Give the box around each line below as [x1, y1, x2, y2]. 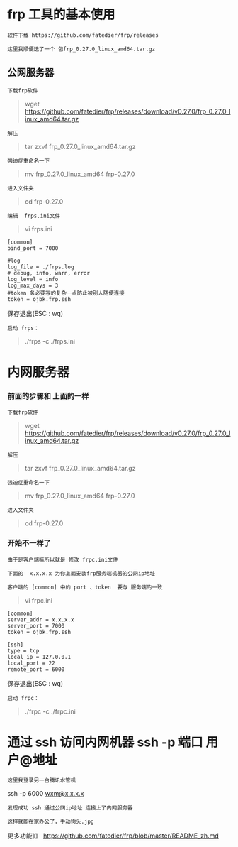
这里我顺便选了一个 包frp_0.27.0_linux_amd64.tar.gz [7, 45, 156, 53]
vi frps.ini [24, 224, 52, 233]
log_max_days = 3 [7, 282, 59, 289]
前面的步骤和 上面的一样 [7, 391, 89, 401]
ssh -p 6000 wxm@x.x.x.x [7, 789, 84, 798]
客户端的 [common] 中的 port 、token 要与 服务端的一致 [7, 584, 163, 591]
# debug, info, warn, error [7, 269, 91, 277]
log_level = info [7, 275, 59, 283]
